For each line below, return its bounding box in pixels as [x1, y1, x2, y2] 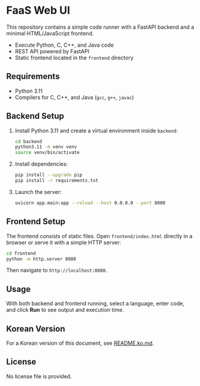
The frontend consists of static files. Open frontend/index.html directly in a [6, 232, 193, 239]
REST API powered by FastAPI [14, 47, 90, 54]
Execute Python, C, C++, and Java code [14, 41, 114, 48]
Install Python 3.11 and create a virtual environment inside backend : [14, 127, 178, 134]
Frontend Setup [6, 217, 66, 227]
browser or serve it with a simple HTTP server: [6, 239, 122, 246]
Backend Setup [6, 111, 65, 121]
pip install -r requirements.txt [14, 178, 99, 184]
